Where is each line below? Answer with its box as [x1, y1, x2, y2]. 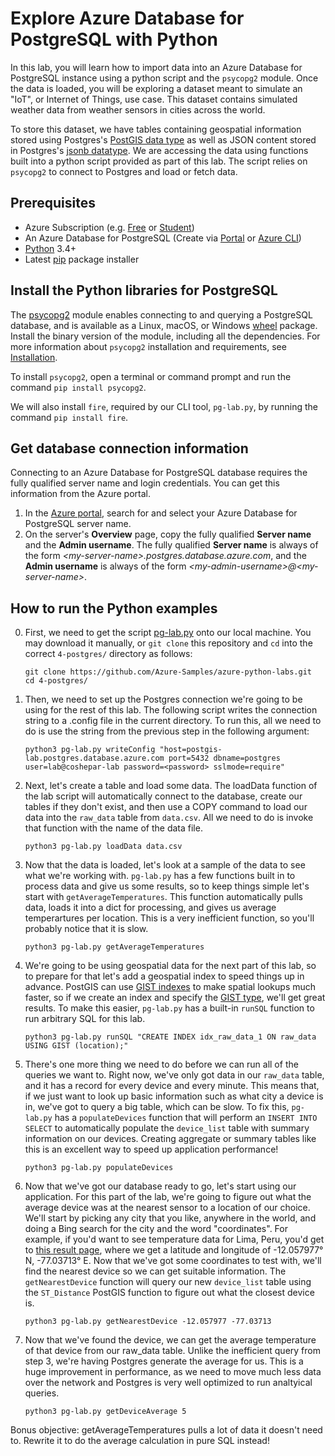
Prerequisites [10, 195, 96, 212]
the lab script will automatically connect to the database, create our [24, 790, 303, 802]
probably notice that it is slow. [24, 923, 149, 935]
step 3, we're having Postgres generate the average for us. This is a [24, 1355, 304, 1367]
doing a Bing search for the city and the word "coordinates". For [24, 1223, 288, 1235]
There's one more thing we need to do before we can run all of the [24, 1058, 299, 1071]
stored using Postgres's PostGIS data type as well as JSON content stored [10, 133, 317, 146]
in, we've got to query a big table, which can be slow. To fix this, [24, 1101, 290, 1113]
